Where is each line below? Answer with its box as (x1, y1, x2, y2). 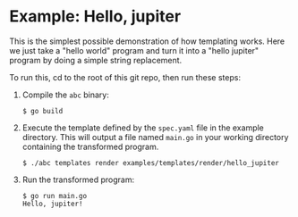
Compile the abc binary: (21, 89, 110, 100)
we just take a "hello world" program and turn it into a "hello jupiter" (9, 45, 260, 55)
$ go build (21, 106, 64, 115)
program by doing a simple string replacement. (9, 54, 183, 65)
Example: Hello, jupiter (9, 6, 182, 27)
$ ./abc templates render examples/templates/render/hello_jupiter (21, 158, 279, 167)
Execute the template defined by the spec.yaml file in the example (21, 122, 264, 133)
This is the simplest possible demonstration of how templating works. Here (9, 36, 285, 46)
